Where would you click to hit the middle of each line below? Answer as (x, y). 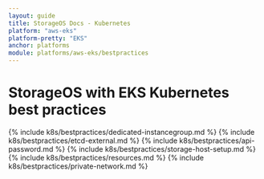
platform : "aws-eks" (43, 31)
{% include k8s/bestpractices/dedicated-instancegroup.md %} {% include (132, 132)
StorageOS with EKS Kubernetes (119, 93)
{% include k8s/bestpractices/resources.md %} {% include (106, 157)
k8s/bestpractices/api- (217, 140)
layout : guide (32, 16)
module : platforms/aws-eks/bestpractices (79, 53)
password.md (31, 148)
